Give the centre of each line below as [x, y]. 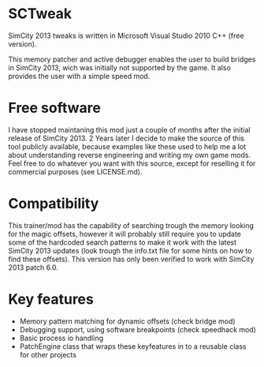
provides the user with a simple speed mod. [79, 76]
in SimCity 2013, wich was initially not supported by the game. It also [119, 67]
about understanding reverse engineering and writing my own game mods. [129, 155]
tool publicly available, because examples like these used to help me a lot [127, 146]
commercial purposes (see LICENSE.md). [75, 171]
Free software [54, 108]
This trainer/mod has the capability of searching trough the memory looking [131, 225]
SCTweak [40, 14]
